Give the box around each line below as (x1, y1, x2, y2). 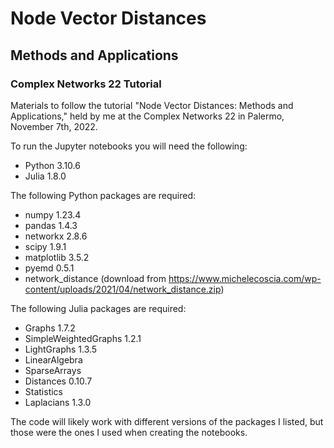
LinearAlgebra (24, 353, 83, 366)
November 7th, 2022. (10, 120, 98, 132)
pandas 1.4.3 (24, 219, 78, 231)
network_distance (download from (24, 272, 167, 284)
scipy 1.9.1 (24, 240, 67, 252)
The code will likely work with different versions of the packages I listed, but (10, 415, 324, 427)
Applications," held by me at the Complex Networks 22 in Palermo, (10, 110, 285, 122)
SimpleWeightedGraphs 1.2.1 (24, 332, 142, 344)
